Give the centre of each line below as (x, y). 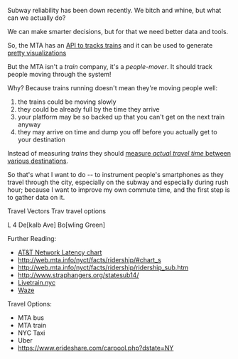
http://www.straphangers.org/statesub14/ (78, 275)
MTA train (32, 325)
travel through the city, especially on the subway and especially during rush (118, 182)
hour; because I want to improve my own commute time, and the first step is (119, 190)
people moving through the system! (59, 74)
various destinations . (38, 161)
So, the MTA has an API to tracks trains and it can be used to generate (110, 45)
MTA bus (31, 318)
